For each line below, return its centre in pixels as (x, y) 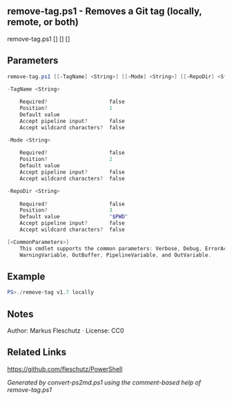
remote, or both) (43, 22)
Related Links (37, 352)
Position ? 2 (66, 159)
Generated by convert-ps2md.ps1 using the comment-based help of (104, 382)
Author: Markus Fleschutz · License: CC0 (66, 330)
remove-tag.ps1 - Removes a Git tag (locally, (105, 11)
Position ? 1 (66, 109)
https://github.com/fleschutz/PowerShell (65, 369)
